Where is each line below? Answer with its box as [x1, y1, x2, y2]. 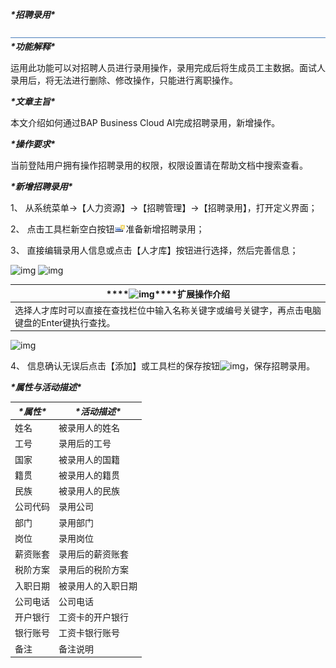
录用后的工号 [58, 438, 112, 450]
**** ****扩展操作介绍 [106, 288, 230, 300]
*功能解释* [10, 41, 56, 52]
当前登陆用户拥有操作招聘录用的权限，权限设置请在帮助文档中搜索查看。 [10, 159, 308, 171]
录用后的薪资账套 [58, 548, 129, 560]
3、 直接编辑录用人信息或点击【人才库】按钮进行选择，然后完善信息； [10, 244, 299, 256]
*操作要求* [10, 138, 56, 150]
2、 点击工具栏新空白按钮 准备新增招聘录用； [10, 223, 205, 235]
